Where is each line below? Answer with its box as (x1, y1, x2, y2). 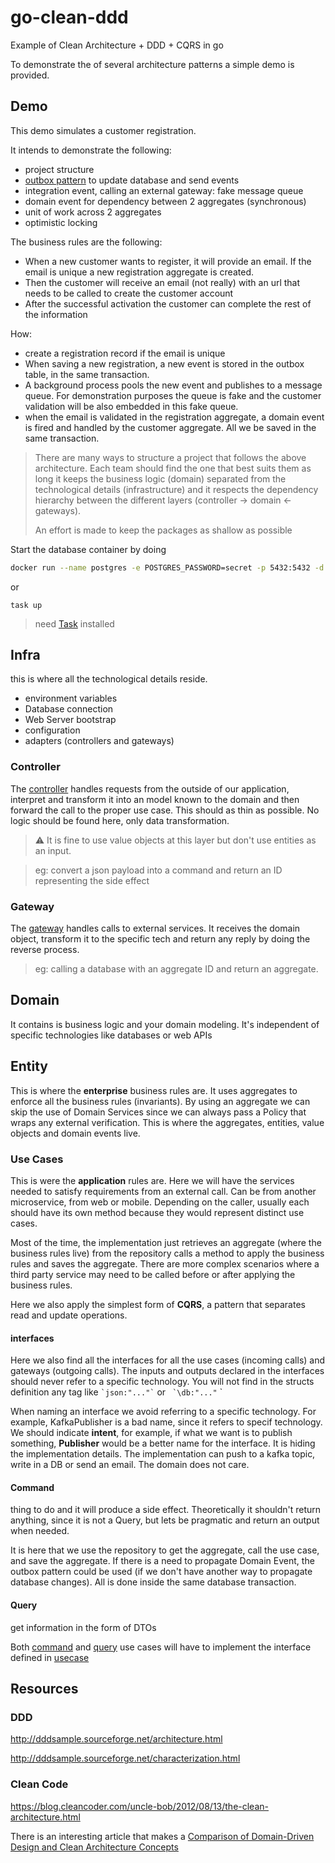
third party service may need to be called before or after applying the (10, 1268, 296, 1280)
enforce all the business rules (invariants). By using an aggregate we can (10, 1095, 311, 1107)
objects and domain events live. (10, 1127, 141, 1139)
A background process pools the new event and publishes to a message (24, 379, 323, 391)
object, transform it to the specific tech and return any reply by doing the (10, 933, 311, 945)
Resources (10, 1680, 79, 1697)
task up (10, 600, 43, 610)
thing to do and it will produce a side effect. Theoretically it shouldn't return (10, 1504, 322, 1516)
